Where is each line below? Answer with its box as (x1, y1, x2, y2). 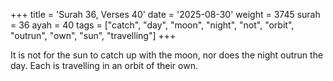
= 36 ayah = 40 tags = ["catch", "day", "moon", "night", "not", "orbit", (10, 19, 295, 31)
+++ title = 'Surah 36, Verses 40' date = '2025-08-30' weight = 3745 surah (10, 9, 321, 20)
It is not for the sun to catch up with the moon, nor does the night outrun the (10, 49, 324, 61)
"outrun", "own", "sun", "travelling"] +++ (10, 30, 177, 41)
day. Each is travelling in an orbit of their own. (10, 60, 198, 71)
